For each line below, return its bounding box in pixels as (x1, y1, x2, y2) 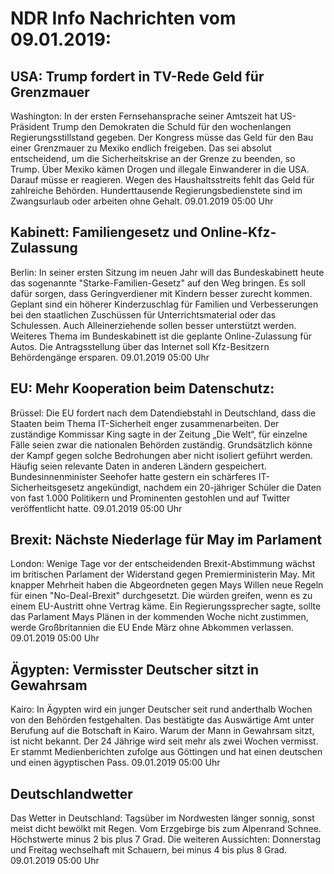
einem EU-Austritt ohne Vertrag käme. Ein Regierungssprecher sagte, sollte (10, 600, 322, 612)
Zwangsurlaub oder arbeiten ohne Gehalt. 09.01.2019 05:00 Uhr (10, 195, 274, 207)
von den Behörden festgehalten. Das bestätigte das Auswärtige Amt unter (10, 714, 315, 726)
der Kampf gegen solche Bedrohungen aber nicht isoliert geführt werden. (10, 449, 313, 461)
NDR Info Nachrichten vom (10, 7, 237, 30)
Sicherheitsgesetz (10, 481, 85, 493)
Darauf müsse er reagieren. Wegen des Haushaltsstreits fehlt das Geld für (10, 174, 315, 186)
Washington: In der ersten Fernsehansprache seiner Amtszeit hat (10, 110, 278, 122)
